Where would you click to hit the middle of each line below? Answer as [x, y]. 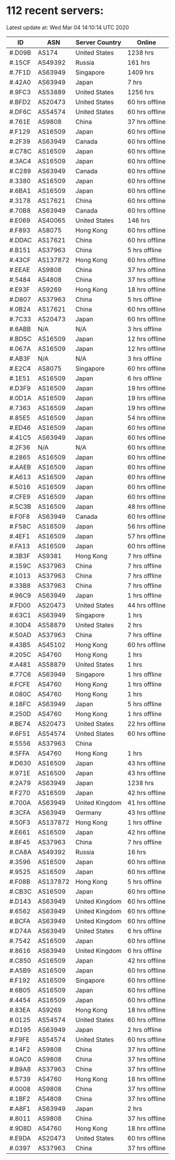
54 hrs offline [147, 418]
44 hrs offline [147, 605]
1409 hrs [141, 72]
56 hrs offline [147, 526]
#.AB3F [20, 358]
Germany [88, 813]
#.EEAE [20, 270]
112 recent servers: [55, 11]
